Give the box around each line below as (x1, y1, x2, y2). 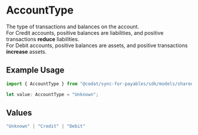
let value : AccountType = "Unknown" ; (6, 91, 99, 97)
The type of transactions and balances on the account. (6, 23, 140, 30)
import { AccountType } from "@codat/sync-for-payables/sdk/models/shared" (6, 81, 196, 87)
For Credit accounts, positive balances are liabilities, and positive (6, 29, 164, 36)
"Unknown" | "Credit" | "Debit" (6, 123, 85, 130)
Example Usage (6, 65, 65, 75)
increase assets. (6, 48, 47, 55)
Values (6, 107, 32, 118)
